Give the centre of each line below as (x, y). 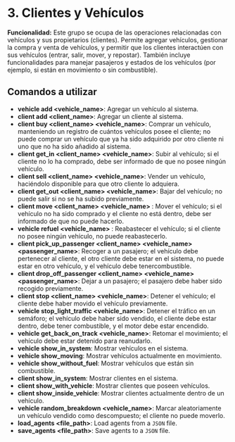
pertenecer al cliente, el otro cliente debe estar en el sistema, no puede (121, 258)
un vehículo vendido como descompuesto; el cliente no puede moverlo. (121, 415)
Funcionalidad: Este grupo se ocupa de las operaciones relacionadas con (114, 32)
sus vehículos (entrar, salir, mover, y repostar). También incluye (99, 55)
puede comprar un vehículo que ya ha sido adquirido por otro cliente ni (120, 139)
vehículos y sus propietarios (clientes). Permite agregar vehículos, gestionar (118, 39)
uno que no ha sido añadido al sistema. (74, 146)
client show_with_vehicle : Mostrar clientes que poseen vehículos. (114, 386)
